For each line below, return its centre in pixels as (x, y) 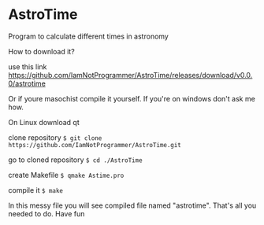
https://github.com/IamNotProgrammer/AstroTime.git (95, 145)
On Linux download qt (44, 122)
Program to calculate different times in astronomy (89, 36)
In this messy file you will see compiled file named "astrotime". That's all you (132, 205)
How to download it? (41, 51)
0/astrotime (27, 83)
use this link (28, 66)
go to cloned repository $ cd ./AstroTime (76, 160)
